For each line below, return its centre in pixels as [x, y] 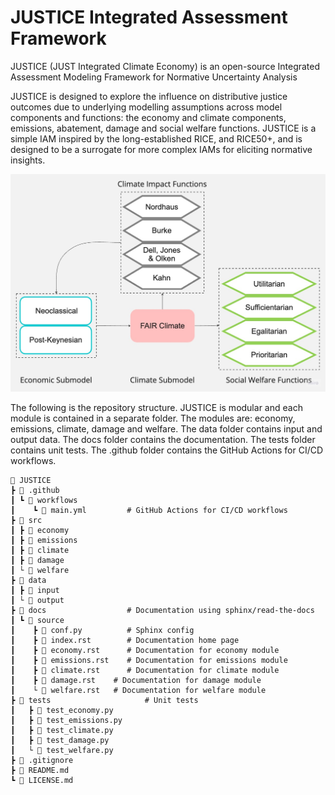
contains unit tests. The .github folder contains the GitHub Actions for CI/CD [167, 450]
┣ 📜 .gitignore [42, 760]
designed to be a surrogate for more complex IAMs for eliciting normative [161, 149]
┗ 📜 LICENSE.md [42, 780]
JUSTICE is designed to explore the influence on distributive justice [149, 96]
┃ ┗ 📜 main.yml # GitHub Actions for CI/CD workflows [149, 510]
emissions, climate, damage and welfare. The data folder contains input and [166, 428]
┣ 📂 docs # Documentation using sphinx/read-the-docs [162, 610]
